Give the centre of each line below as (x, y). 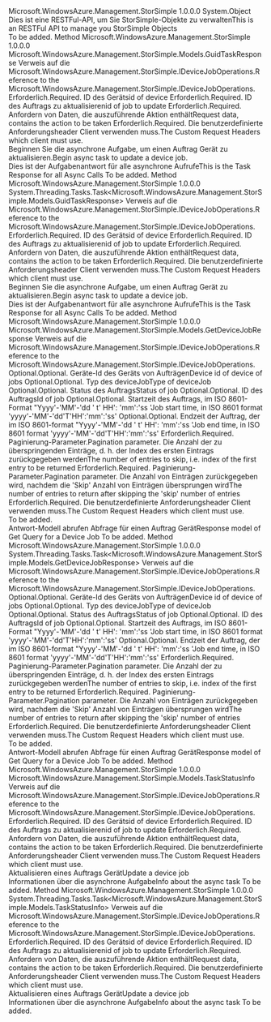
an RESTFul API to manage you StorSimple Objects (93, 28)
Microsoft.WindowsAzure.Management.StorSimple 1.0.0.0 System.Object (130, 11)
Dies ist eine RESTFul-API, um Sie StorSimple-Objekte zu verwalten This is (131, 19)
